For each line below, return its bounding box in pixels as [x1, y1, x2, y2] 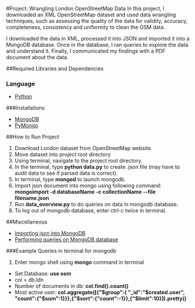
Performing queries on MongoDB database [14, 236, 118, 243]
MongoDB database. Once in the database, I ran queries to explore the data [6, 41, 189, 48]
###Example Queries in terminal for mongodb [6, 248, 117, 255]
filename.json [14, 195, 49, 202]
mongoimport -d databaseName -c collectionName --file [14, 188, 156, 195]
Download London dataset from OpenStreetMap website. [14, 145, 153, 152]
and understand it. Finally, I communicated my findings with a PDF [6, 48, 166, 55]
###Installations [6, 104, 45, 111]
